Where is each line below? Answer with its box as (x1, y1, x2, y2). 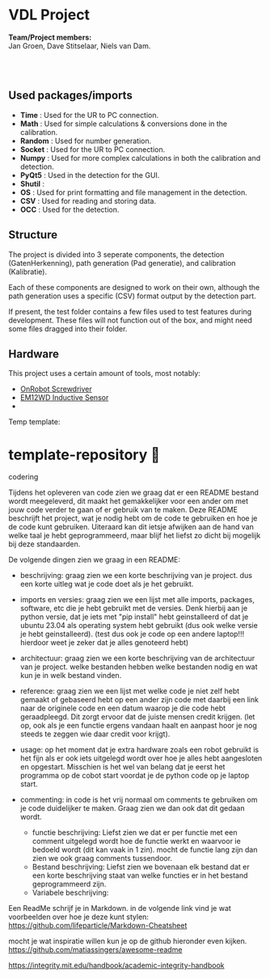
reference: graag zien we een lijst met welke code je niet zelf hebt (19, 686, 240, 696)
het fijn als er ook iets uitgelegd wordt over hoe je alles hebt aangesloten (19, 753, 263, 763)
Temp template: (8, 417, 61, 427)
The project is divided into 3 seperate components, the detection (8, 249, 225, 259)
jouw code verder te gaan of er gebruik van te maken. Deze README (8, 505, 238, 515)
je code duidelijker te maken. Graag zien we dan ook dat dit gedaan (19, 803, 245, 813)
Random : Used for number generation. (19, 136, 152, 145)
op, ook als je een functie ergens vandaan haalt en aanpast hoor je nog (19, 721, 257, 731)
